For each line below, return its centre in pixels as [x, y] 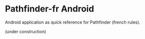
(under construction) [26, 31]
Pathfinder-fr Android [50, 9]
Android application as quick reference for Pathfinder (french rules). [73, 22]
